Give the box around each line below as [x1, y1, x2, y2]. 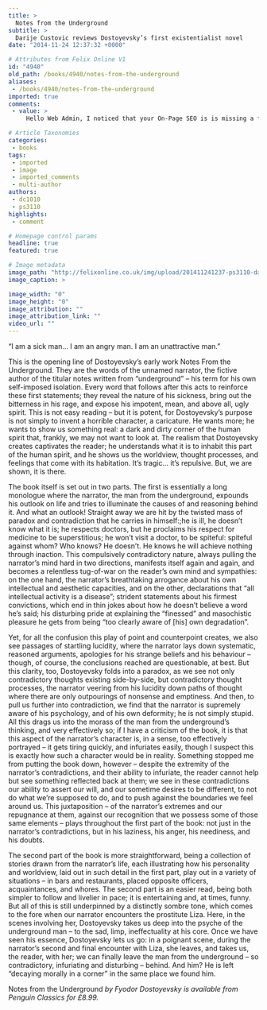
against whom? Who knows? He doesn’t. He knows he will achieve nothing [8, 541, 253, 551]
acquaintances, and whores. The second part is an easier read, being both [8, 884, 253, 894]
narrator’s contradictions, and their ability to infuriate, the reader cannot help [8, 768, 259, 777]
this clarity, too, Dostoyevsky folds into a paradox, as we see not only [8, 667, 235, 675]
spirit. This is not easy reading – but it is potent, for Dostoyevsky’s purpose [8, 408, 253, 417]
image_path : [8, 269, 48, 277]
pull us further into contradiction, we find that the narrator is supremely [8, 700, 241, 710]
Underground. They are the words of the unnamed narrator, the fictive [8, 366, 238, 374]
